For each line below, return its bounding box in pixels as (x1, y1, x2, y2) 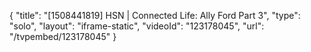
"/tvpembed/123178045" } (9, 31, 117, 42)
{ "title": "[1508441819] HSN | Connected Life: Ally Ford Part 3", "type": (9, 10, 301, 21)
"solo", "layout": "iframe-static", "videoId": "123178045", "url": (9, 20, 265, 32)
